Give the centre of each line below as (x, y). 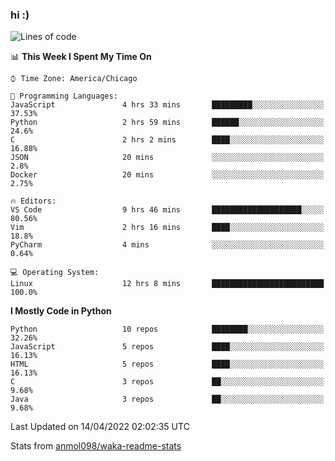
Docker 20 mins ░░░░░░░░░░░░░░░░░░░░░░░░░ (167, 175)
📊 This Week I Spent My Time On (81, 57)
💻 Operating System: (55, 273)
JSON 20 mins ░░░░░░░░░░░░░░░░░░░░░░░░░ (167, 158)
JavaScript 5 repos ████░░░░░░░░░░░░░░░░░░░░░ (167, 347)
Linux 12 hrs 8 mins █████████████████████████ (167, 284)
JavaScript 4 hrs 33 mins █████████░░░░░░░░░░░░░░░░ (167, 105)
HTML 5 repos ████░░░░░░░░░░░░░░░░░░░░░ (167, 364)
